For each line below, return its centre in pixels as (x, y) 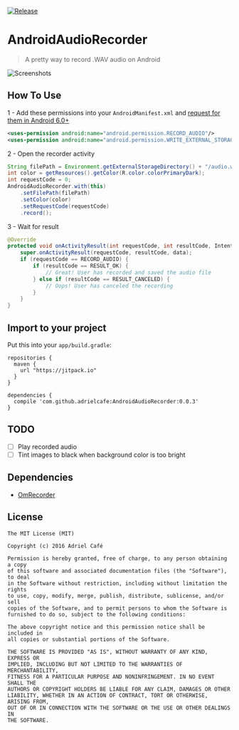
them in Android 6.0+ (38, 120)
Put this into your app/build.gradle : (59, 344)
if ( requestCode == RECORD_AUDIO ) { (75, 260)
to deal (19, 577)
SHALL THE (22, 683)
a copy (17, 565)
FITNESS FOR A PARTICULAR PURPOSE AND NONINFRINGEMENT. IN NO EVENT (111, 677)
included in (25, 633)
